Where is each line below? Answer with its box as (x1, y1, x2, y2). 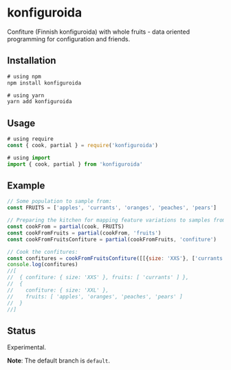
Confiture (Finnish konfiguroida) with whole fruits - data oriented (7, 28, 190, 36)
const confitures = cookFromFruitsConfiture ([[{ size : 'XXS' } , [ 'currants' (7, 254, 226, 262)
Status (7, 325, 36, 336)
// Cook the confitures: (7, 248, 78, 255)
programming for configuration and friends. (7, 34, 131, 43)
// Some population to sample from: (7, 198, 112, 205)
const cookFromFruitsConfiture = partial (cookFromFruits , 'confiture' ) (7, 236, 217, 243)
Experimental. (7, 343, 47, 351)
